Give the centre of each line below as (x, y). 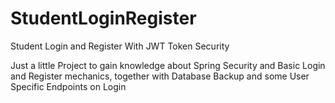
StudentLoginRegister (103, 18)
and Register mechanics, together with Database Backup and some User (160, 76)
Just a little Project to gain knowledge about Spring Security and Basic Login (168, 65)
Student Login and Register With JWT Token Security (120, 46)
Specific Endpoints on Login (68, 86)
